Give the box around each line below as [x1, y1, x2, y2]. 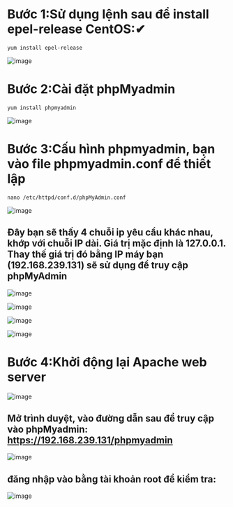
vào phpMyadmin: [7, 423, 89, 435]
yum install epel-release [7, 44, 82, 51]
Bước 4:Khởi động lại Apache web [7, 354, 207, 370]
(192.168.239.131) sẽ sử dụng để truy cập [7, 259, 188, 272]
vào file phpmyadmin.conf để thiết [7, 156, 211, 172]
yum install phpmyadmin [7, 104, 77, 111]
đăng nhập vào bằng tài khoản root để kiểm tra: [7, 473, 216, 485]
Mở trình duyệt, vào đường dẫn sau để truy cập [7, 412, 215, 424]
